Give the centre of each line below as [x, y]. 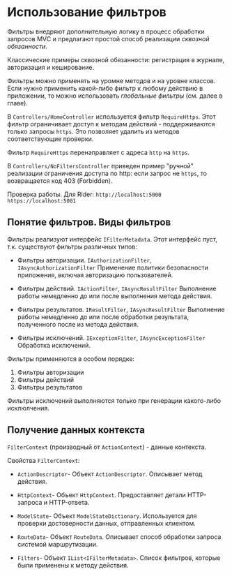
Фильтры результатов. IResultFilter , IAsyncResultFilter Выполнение [121, 309]
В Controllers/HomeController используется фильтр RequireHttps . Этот [111, 117]
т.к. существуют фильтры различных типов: [72, 246]
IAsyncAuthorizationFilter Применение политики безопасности [113, 267]
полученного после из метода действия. [78, 324]
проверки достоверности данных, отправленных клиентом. [107, 523]
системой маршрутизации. [57, 544]
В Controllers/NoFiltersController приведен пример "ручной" [100, 165]
